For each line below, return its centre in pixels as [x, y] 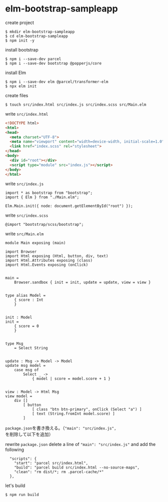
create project [19, 23]
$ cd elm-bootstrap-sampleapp [37, 36]
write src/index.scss [27, 215]
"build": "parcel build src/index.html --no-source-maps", [77, 468]
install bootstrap [22, 50]
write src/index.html [27, 114]
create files [17, 95]
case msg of [26, 370]
